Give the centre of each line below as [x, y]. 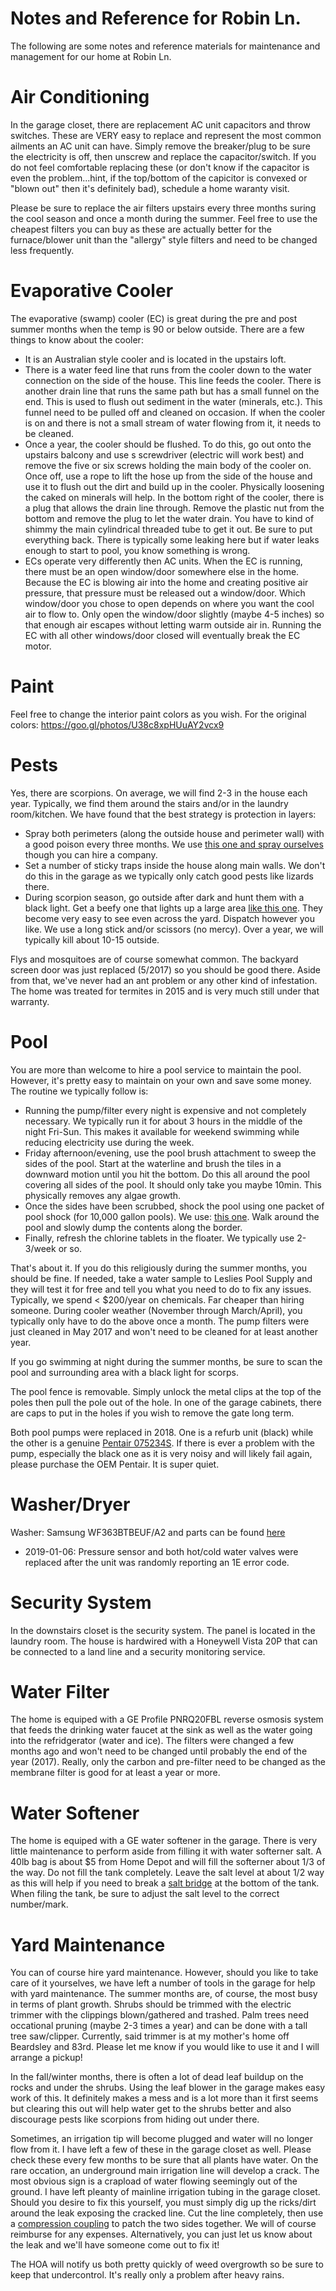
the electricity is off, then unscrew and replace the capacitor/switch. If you [163, 156]
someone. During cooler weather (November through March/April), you [156, 1310]
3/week [40, 1248]
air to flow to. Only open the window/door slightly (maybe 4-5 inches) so [174, 614]
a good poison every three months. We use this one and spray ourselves [174, 844]
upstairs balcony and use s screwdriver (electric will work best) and [164, 454]
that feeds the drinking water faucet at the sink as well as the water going [161, 1730]
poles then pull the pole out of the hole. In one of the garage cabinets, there [166, 1402]
